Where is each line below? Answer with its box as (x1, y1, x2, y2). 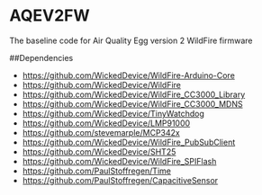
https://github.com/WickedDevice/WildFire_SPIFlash (22, 155, 217, 166)
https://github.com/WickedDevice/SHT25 (22, 146, 176, 157)
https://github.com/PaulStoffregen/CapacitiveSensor (22, 174, 219, 185)
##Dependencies (9, 52, 74, 63)
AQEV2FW (9, 5, 90, 26)
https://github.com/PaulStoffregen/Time (22, 165, 171, 176)
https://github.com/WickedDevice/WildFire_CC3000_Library (22, 89, 246, 100)
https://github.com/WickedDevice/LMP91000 (22, 118, 191, 129)
